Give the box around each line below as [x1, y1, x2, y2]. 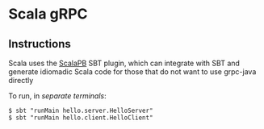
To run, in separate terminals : [8, 91, 107, 101]
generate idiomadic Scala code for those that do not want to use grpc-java [8, 67, 257, 77]
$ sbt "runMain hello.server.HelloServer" [8, 106, 153, 114]
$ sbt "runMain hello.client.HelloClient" [8, 114, 153, 122]
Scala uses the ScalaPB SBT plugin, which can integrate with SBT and [8, 58, 241, 68]
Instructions [8, 37, 71, 51]
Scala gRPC [8, 5, 88, 23]
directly [8, 76, 34, 85]
